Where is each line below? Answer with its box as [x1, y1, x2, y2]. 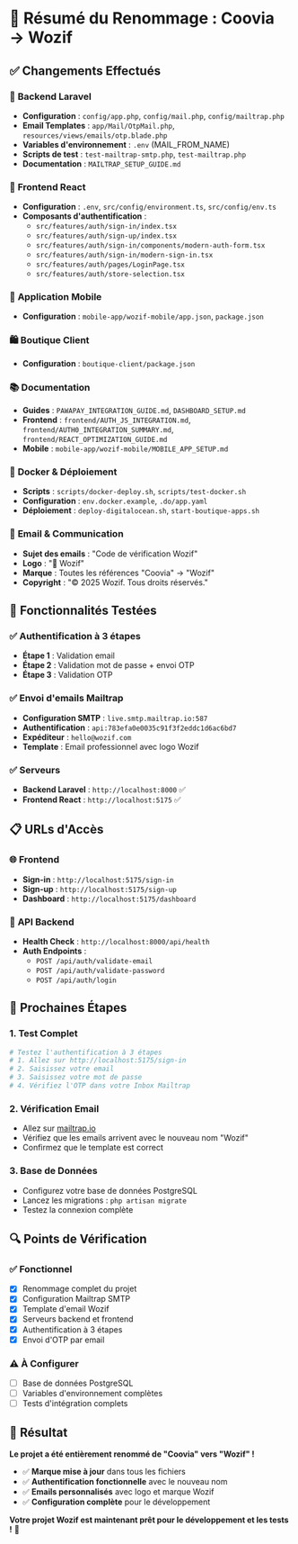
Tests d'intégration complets [22, 1398, 128, 1409]
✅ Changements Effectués [9, 63, 162, 78]
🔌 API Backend [9, 916, 74, 928]
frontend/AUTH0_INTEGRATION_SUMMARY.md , [22, 424, 174, 435]
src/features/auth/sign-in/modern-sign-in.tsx [35, 251, 214, 260]
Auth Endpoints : [22, 945, 87, 956]
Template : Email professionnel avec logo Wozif [22, 741, 199, 752]
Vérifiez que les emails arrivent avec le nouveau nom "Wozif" [22, 1133, 250, 1143]
